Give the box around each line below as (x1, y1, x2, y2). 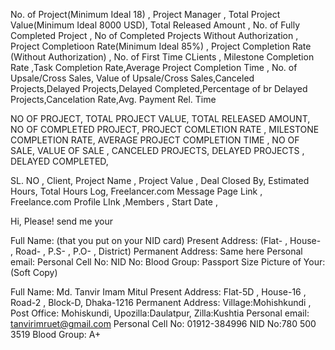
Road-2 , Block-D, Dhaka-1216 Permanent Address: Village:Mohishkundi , (10, 297, 312, 308)
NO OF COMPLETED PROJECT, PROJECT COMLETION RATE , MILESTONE (10, 124, 320, 135)
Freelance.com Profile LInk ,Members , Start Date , (10, 196, 218, 208)
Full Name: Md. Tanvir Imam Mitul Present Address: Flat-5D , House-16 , (10, 286, 307, 298)
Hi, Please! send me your (10, 215, 114, 227)
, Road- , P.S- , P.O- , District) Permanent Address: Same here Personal (10, 245, 303, 257)
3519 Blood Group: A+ (10, 329, 102, 340)
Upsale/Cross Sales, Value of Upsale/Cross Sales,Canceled (10, 72, 255, 84)
